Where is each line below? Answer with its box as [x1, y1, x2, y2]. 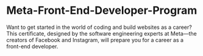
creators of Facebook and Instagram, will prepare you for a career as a [6, 36, 184, 43]
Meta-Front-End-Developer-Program [6, 4, 198, 17]
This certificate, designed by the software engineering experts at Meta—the [6, 30, 197, 37]
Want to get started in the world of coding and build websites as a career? [6, 23, 192, 31]
